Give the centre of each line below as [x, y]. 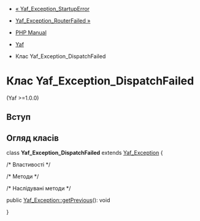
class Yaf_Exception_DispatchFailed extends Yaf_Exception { [85, 153]
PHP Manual [31, 32]
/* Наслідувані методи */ [39, 189]
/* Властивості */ [29, 165]
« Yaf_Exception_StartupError [52, 9]
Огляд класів [33, 138]
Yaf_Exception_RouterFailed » [53, 21]
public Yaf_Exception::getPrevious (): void [58, 200]
